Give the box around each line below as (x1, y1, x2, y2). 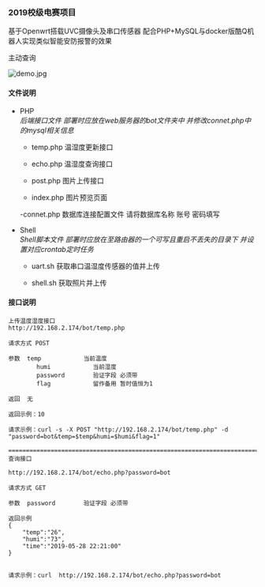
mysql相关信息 (26, 125, 75, 135)
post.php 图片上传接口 (31, 175, 104, 185)
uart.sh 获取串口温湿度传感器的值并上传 (31, 261, 160, 270)
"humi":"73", (22, 535, 65, 543)
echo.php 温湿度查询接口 (31, 159, 113, 168)
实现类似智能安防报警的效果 (21, 36, 112, 46)
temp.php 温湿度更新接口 (31, 142, 114, 152)
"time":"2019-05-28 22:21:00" (22, 542, 122, 550)
